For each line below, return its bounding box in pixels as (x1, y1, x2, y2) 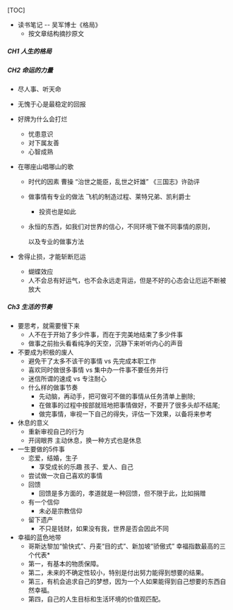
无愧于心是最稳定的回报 (17, 100, 86, 109)
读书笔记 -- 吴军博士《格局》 (17, 20, 102, 29)
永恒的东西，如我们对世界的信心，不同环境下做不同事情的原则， (28, 222, 214, 231)
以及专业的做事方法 (28, 238, 85, 246)
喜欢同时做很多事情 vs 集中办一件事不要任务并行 (28, 366, 169, 374)
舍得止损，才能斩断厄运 (17, 252, 86, 261)
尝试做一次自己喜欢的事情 (28, 472, 103, 480)
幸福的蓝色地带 (17, 533, 61, 542)
